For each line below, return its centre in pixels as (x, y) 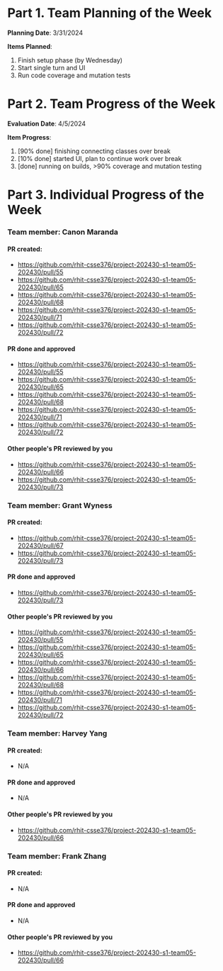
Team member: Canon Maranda (63, 232)
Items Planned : (30, 46)
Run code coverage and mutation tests (74, 75)
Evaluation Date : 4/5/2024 (47, 123)
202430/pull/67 (40, 545)
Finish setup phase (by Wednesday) (70, 60)
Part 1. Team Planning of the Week (110, 13)
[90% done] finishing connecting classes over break (94, 151)
